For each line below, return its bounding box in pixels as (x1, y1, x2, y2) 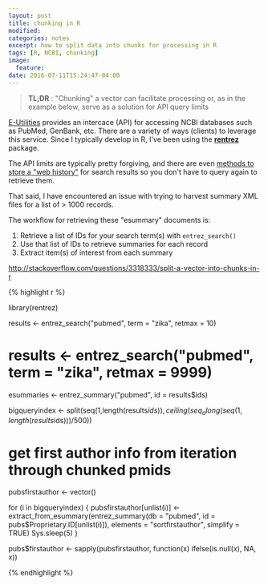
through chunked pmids (8, 461, 172, 479)
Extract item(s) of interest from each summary (19, 248, 173, 257)
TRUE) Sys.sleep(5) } (8, 528, 79, 538)
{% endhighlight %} (8, 568, 74, 578)
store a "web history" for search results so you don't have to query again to (8, 167, 258, 176)
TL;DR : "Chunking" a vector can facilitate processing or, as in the (27, 93, 246, 103)
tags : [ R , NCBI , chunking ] (8, 49, 99, 57)
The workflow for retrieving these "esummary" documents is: (8, 215, 211, 224)
